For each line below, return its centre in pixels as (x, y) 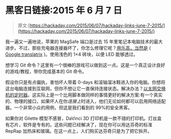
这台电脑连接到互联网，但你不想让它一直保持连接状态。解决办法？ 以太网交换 (85, 88)
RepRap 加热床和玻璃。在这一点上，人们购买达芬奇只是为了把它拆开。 (79, 131)
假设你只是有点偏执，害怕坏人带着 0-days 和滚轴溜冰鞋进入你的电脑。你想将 (85, 82)
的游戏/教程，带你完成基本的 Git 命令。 (46, 71)
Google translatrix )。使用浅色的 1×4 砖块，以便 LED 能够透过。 (72, 54)
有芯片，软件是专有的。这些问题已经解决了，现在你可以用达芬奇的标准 (79, 124)
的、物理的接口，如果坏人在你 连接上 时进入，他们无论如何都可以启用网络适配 (85, 101)
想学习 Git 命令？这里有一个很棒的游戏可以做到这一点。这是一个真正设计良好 (85, 65)
